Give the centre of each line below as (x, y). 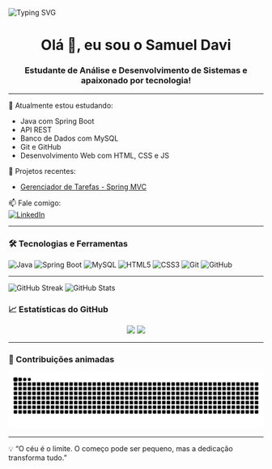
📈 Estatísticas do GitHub (58, 309)
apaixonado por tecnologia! (136, 81)
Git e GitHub (40, 147)
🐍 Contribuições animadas (62, 359)
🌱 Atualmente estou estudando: (61, 106)
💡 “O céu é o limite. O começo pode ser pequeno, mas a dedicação (121, 449)
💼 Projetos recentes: (42, 171)
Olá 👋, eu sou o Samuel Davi (136, 45)
